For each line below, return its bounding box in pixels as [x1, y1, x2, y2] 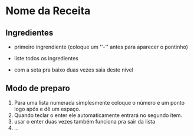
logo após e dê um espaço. [14, 105, 81, 112]
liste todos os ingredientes [14, 55, 79, 61]
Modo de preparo [5, 83, 70, 93]
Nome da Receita [5, 4, 91, 18]
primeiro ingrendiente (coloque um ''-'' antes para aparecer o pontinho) [14, 43, 188, 50]
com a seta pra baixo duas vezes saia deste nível [14, 66, 133, 73]
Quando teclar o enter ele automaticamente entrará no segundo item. [14, 111, 183, 119]
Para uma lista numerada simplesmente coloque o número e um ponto [14, 99, 185, 106]
